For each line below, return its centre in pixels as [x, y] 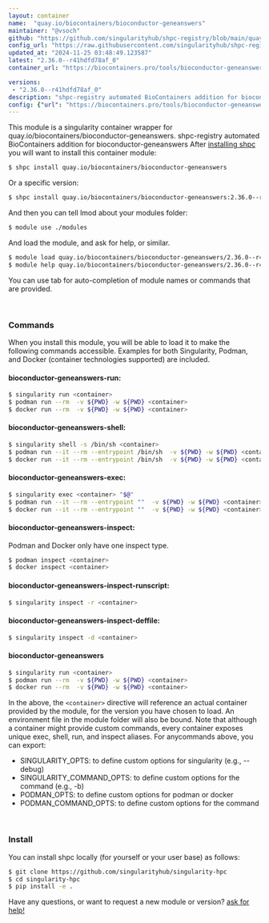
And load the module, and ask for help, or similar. [89, 243]
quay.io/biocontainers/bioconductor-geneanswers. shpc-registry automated [134, 136]
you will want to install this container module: [82, 153]
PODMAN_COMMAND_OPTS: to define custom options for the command [139, 803]
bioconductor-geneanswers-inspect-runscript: [89, 585]
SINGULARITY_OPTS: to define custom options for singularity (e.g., [130, 760]
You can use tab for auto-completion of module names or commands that [129, 280]
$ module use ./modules [48, 227]
